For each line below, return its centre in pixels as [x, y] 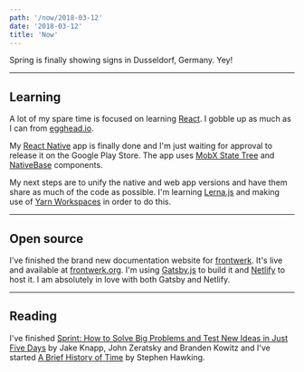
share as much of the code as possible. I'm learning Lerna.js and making [145, 192]
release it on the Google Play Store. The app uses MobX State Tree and [142, 155]
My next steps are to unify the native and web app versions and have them [148, 182]
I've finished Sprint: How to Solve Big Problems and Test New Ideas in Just [148, 338]
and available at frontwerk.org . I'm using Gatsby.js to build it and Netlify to [147, 270]
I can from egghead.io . [52, 128]
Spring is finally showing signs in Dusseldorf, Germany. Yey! [121, 60]
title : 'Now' [34, 34]
